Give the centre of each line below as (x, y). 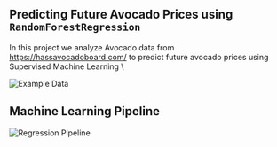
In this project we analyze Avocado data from (92, 47)
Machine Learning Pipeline (85, 111)
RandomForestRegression (75, 27)
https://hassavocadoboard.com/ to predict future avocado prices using (139, 57)
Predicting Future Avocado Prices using (121, 15)
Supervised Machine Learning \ (67, 66)
